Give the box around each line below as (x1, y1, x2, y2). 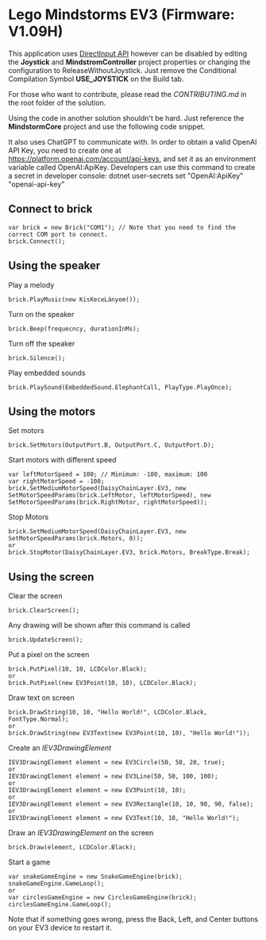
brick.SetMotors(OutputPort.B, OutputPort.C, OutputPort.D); (8, 441, 215, 450)
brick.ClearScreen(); (8, 606, 80, 615)
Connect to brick (8, 203, 93, 216)
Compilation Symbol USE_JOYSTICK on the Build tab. (8, 74, 184, 83)
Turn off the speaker (8, 338, 75, 348)
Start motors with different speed (8, 455, 117, 465)
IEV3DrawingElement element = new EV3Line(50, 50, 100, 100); (8, 772, 218, 780)
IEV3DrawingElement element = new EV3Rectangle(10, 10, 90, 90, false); (8, 800, 254, 808)
